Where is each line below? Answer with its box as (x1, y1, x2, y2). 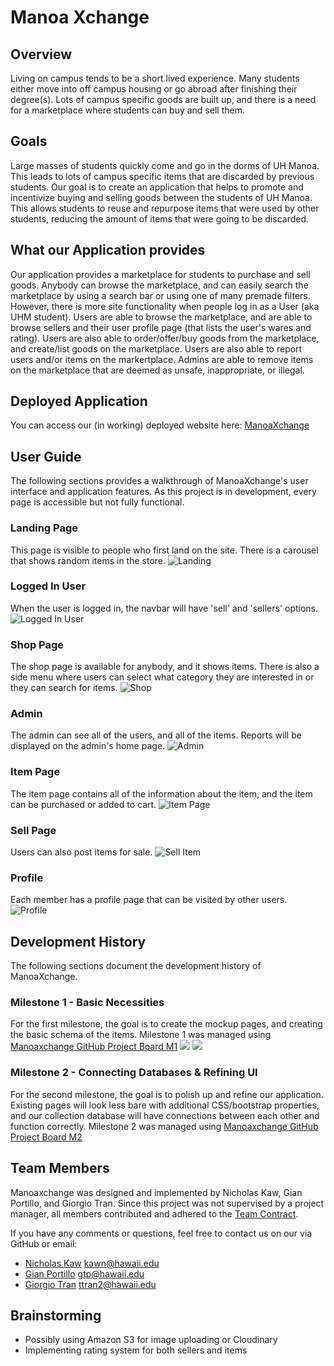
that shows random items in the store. (10, 554, 167, 566)
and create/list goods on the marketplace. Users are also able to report (10, 342, 303, 355)
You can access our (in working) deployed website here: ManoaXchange (10, 419, 310, 431)
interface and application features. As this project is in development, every (10, 486, 317, 498)
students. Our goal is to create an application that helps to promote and (10, 181, 304, 193)
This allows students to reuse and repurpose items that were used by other (10, 202, 320, 214)
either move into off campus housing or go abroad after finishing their (10, 83, 298, 95)
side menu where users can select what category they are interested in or (10, 671, 315, 683)
